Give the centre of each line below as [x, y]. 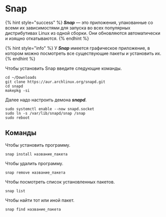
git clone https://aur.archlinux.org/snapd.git [55, 82]
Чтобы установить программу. [38, 145]
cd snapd [14, 86]
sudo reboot [17, 118]
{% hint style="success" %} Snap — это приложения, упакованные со [79, 22]
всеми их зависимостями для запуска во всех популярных [68, 27]
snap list [15, 191]
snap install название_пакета [37, 154]
